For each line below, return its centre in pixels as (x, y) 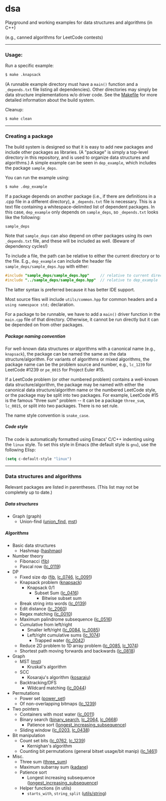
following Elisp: (21, 449)
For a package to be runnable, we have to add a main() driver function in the (83, 314)
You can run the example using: (37, 178)
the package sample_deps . (31, 168)
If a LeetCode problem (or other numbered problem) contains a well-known (82, 379)
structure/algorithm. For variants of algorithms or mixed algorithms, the (77, 359)
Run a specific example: (30, 66)
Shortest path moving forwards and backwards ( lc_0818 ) (77, 651)
